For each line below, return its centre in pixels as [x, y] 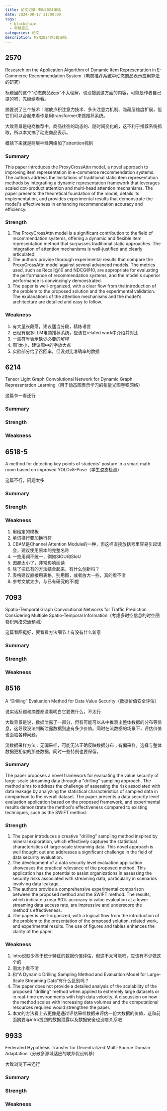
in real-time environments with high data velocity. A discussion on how [85, 997]
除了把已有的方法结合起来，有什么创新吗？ [56, 569]
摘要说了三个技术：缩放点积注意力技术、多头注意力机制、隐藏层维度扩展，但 [83, 109]
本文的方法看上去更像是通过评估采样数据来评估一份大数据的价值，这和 [84, 1013]
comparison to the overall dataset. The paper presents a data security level [82, 796]
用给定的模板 [25, 532]
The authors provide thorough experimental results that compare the [83, 260]
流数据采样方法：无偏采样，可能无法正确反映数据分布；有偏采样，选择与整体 [83, 745]
